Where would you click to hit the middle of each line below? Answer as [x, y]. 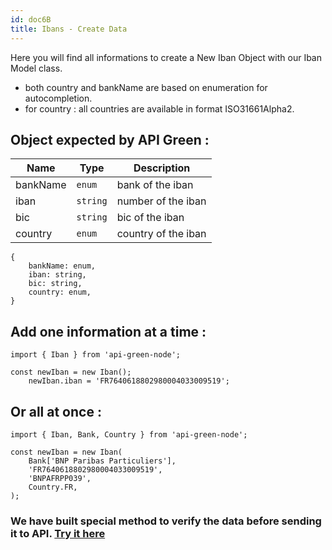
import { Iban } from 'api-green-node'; [96, 355]
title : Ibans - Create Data [69, 29]
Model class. [36, 68]
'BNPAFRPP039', [60, 478]
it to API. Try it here [58, 533]
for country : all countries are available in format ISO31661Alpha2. [159, 108]
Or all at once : [56, 411]
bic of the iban [150, 218]
